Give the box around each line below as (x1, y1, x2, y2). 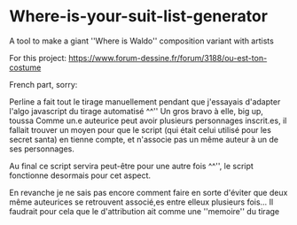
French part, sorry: (9, 79, 78, 89)
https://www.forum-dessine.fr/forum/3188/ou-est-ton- (68, 52, 268, 63)
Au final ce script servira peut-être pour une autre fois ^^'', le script (9, 160, 254, 171)
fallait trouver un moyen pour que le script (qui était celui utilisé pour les (9, 124, 272, 135)
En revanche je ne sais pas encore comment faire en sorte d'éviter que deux (9, 187, 288, 198)
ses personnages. (9, 144, 75, 154)
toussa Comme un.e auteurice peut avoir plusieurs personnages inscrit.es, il (9, 115, 287, 126)
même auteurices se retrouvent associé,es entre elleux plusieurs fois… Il (9, 197, 274, 207)
